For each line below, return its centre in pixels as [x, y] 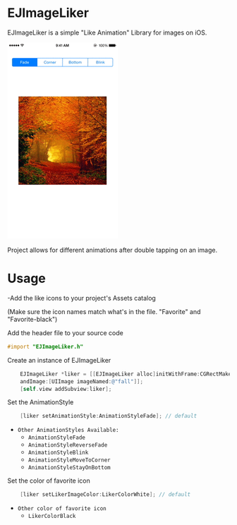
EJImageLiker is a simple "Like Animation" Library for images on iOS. [107, 32]
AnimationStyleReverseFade [68, 445]
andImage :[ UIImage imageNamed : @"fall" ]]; [81, 381]
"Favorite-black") [32, 319]
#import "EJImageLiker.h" [45, 346]
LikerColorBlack [52, 517]
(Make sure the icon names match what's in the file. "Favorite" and [104, 311]
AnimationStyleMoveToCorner [69, 460]
